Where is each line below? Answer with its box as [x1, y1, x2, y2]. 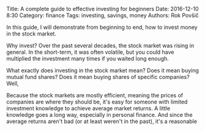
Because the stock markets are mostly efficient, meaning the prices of [6, 92, 184, 99]
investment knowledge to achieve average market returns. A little [6, 105, 170, 112]
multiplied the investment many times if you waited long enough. [6, 55, 170, 62]
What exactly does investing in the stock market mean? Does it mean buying [6, 67, 199, 74]
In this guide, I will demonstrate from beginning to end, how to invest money [6, 24, 198, 31]
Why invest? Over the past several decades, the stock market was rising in [6, 42, 195, 49]
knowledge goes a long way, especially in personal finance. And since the [6, 111, 193, 118]
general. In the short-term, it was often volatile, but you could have [6, 48, 174, 56]
